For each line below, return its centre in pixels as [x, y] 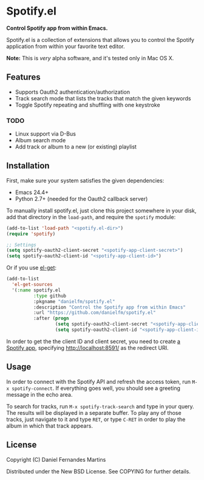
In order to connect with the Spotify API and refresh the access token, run [99, 381]
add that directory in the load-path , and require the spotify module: [91, 217]
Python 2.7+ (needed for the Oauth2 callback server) [81, 198]
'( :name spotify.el [36, 290]
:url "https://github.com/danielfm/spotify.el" [94, 313]
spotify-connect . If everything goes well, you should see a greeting [96, 388]
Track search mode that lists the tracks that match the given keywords [103, 98]
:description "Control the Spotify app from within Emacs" [110, 307]
